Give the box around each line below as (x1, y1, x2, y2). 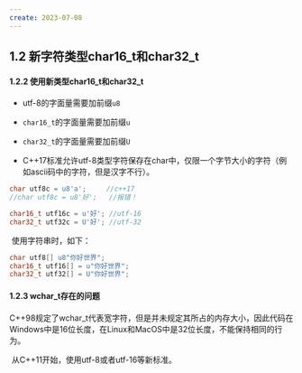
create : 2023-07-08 (9, 13, 83, 23)
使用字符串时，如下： (11, 235, 91, 246)
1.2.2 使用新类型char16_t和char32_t (9, 76, 144, 87)
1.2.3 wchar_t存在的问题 (9, 290, 101, 301)
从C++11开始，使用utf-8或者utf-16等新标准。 (11, 354, 178, 365)
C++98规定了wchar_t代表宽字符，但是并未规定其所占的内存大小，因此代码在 (9, 312, 294, 323)
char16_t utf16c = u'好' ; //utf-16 (9, 209, 142, 218)
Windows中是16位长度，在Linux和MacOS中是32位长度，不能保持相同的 (9, 323, 275, 334)
